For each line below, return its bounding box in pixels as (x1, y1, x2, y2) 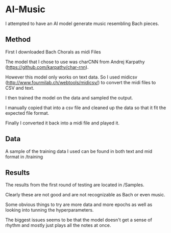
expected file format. (5, 110, 50, 116)
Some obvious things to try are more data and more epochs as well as (5, 201, 153, 208)
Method (5, 35, 31, 44)
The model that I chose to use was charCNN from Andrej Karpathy (5, 59, 145, 65)
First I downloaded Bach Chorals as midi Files (5, 48, 101, 55)
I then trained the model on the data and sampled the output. (5, 94, 133, 100)
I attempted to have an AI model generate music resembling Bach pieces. (5, 20, 159, 27)
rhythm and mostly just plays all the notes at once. (5, 222, 111, 228)
